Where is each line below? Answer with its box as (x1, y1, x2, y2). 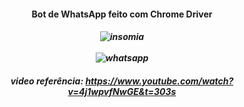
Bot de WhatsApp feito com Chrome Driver (31, 8, 213, 20)
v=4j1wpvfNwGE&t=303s (67, 85, 177, 97)
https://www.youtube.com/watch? (85, 75, 234, 87)
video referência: (10, 75, 84, 87)
